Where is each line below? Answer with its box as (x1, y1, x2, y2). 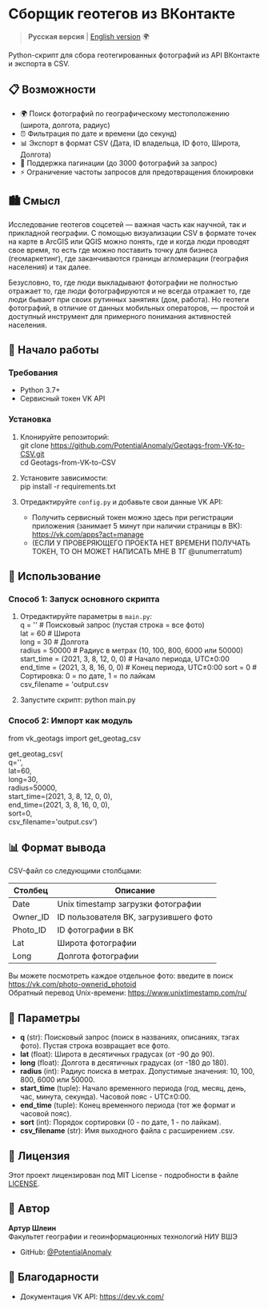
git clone (19, 441, 50, 450)
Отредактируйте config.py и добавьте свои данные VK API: (19, 497, 223, 506)
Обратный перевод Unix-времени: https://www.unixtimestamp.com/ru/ (8, 988, 247, 998)
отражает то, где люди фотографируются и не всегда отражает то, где (8, 285, 251, 296)
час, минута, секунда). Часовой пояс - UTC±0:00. (19, 1092, 191, 1102)
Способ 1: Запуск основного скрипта (8, 593, 160, 605)
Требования (8, 367, 58, 378)
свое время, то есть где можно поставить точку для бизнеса (8, 245, 218, 254)
